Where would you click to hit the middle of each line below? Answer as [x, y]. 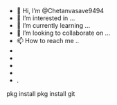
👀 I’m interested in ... [46, 18]
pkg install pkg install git [41, 94]
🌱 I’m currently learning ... [53, 25]
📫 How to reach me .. [48, 41]
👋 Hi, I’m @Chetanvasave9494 [60, 11]
